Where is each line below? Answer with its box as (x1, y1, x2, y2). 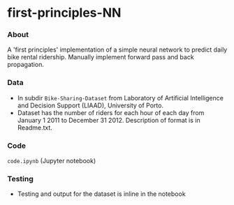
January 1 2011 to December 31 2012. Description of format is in (17, 116, 200, 124)
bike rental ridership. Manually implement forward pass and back (7, 53, 194, 61)
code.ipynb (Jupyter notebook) (7, 157, 96, 165)
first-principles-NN (7, 5, 122, 21)
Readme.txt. (17, 123, 52, 132)
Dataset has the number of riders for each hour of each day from (17, 108, 205, 116)
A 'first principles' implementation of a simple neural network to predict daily (7, 45, 228, 54)
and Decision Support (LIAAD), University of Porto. (17, 101, 164, 109)
